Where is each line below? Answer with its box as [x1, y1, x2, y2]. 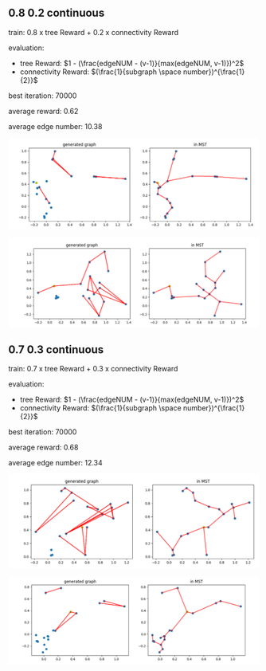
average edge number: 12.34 [8, 458, 104, 468]
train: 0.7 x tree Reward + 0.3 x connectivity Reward [8, 364, 178, 374]
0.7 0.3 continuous [8, 343, 104, 356]
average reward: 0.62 [8, 106, 79, 116]
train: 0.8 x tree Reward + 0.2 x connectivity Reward [8, 27, 179, 37]
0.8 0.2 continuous [8, 6, 105, 20]
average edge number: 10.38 [8, 121, 103, 131]
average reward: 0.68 [8, 442, 79, 453]
